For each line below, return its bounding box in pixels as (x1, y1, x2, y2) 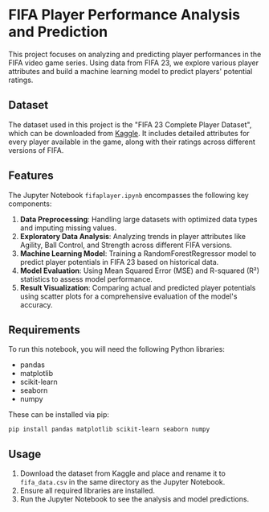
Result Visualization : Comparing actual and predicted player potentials (19, 283, 256, 292)
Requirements (8, 323, 80, 337)
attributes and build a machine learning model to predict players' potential (8, 66, 253, 76)
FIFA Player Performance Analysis (8, 6, 241, 24)
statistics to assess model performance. (19, 274, 153, 283)
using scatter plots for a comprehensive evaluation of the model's (19, 291, 238, 301)
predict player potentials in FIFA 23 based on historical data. (19, 257, 219, 266)
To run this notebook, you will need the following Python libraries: (8, 345, 225, 354)
